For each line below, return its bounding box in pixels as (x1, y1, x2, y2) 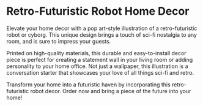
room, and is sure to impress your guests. (6, 37, 111, 45)
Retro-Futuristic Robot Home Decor (6, 4, 190, 18)
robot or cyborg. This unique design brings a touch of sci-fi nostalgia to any (6, 31, 197, 38)
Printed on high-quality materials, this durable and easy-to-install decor (6, 49, 186, 56)
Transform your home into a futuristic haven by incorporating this (6, 81, 171, 88)
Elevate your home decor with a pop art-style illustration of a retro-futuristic (6, 25, 197, 32)
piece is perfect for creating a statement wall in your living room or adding (6, 56, 193, 63)
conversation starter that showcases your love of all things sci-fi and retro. (6, 69, 194, 76)
